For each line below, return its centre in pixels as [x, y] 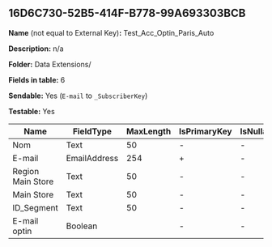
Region [26, 171]
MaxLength [149, 131]
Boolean [82, 226]
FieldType [92, 131]
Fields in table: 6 [37, 79]
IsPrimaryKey [205, 131]
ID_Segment [35, 207]
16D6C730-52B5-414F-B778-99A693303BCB [127, 13]
